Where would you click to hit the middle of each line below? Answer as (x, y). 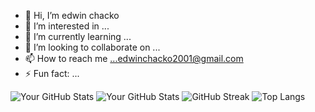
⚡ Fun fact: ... (52, 73)
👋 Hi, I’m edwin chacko (72, 15)
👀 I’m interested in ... (67, 26)
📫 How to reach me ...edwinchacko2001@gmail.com (134, 58)
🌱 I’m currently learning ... (78, 36)
